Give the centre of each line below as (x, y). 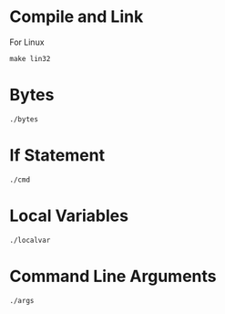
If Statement (57, 156)
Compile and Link (77, 17)
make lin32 (30, 58)
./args (22, 300)
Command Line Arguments (113, 276)
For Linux (27, 42)
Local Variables (69, 215)
